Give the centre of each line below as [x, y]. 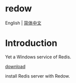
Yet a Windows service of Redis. [38, 57]
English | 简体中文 [23, 23]
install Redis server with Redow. [38, 76]
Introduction [31, 43]
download [15, 66]
